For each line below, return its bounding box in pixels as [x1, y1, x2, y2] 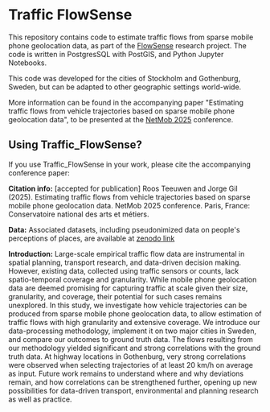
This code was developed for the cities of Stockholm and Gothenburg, [8, 73, 241, 83]
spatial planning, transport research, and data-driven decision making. [8, 257, 242, 267]
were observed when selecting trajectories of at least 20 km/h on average [8, 360, 253, 369]
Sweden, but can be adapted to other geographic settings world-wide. [8, 82, 242, 92]
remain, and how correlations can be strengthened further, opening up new [8, 377, 257, 387]
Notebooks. [8, 58, 47, 68]
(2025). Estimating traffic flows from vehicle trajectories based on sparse [8, 192, 251, 202]
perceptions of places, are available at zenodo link [8, 233, 175, 243]
